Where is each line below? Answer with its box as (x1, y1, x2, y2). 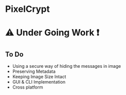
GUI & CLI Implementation (12, 79, 66, 85)
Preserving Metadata (12, 68, 56, 75)
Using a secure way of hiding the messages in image (12, 63, 121, 69)
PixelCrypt (5, 3, 50, 15)
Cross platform (12, 84, 43, 90)
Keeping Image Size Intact (12, 74, 66, 80)
